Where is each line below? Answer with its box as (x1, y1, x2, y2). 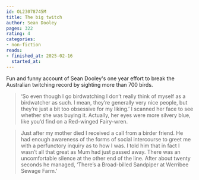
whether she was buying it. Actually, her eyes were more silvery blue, (20, 111, 191, 119)
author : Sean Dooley (6, 20, 58, 26)
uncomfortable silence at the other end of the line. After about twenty (20, 154, 191, 162)
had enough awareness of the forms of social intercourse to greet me (20, 135, 191, 143)
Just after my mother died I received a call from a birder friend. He (20, 129, 184, 137)
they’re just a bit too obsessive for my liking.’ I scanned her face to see (20, 105, 194, 112)
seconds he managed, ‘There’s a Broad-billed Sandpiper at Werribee (20, 161, 189, 168)
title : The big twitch (6, 14, 62, 20)
